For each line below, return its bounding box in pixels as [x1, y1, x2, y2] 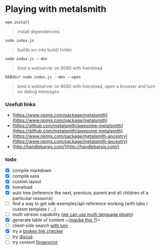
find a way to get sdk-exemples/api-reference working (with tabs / [12, 200, 148, 206]
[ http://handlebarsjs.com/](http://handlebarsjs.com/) [12, 144, 120, 150]
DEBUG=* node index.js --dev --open [5, 74, 81, 80]
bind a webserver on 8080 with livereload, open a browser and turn [17, 83, 155, 89]
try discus [12, 234, 33, 240]
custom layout [12, 178, 42, 184]
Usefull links [5, 100, 36, 107]
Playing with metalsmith [5, 3, 107, 15]
